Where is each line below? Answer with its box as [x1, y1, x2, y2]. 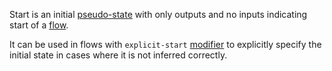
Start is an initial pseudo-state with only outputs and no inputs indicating [9, 9, 308, 20]
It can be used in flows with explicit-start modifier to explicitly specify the [9, 39, 322, 50]
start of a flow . [9, 19, 69, 31]
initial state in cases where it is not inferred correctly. [9, 49, 228, 61]
